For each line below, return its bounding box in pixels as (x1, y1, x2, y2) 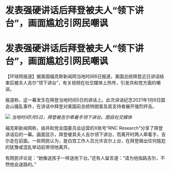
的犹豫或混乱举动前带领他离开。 (5, 144, 72, 151)
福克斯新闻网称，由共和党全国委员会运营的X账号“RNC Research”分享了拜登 (5, 125, 163, 131)
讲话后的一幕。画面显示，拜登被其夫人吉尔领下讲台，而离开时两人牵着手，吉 (5, 131, 166, 138)
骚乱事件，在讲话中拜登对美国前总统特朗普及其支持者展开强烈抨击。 (14, 103, 157, 110)
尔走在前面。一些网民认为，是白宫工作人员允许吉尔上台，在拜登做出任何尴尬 (5, 138, 166, 144)
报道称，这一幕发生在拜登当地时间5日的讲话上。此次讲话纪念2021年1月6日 (5, 97, 161, 103)
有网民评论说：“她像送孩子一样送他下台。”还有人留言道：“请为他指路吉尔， (5, 155, 161, 161)
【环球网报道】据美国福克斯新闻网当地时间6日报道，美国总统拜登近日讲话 (5, 73, 160, 80)
